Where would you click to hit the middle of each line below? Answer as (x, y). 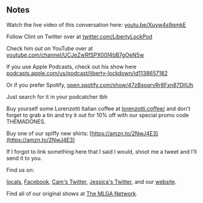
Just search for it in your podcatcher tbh (57, 96)
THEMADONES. (26, 121)
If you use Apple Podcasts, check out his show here (72, 66)
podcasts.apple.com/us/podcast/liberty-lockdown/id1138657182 (87, 73)
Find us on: (20, 169)
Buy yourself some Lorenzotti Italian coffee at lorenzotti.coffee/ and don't (98, 109)
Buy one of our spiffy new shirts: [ (49, 133)
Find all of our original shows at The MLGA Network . (72, 193)
